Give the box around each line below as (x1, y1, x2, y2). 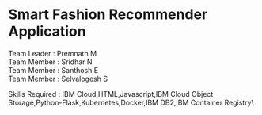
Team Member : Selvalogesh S (8, 74, 108, 83)
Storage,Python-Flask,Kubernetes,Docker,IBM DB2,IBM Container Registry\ (8, 98, 255, 107)
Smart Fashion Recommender (8, 6, 208, 24)
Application (8, 22, 86, 40)
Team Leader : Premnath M (8, 48, 97, 58)
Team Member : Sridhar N (8, 57, 93, 67)
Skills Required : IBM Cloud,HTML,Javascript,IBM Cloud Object (8, 89, 214, 98)
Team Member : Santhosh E (8, 65, 99, 75)
